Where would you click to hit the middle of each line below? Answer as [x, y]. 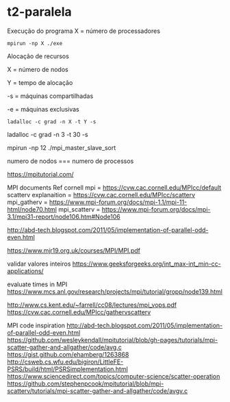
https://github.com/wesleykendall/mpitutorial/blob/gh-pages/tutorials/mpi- [112, 340]
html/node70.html [32, 209]
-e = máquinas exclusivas [43, 109]
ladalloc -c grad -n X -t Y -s [52, 122]
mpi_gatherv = [27, 202]
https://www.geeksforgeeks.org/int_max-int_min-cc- [146, 264]
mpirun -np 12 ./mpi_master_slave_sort [62, 147]
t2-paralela [39, 12]
